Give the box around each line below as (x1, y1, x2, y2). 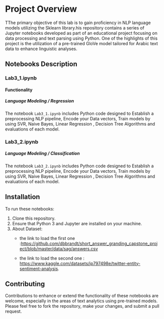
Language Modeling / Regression (5, 98, 74, 104)
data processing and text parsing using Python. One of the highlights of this (5, 35, 158, 41)
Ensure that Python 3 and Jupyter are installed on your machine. (12, 220, 142, 226)
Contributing (5, 280, 45, 288)
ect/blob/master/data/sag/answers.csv (19, 245, 98, 251)
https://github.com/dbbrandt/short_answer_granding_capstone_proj (21, 240, 158, 246)
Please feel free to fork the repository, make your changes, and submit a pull (5, 303, 160, 309)
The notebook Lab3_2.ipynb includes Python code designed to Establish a (5, 163, 154, 169)
